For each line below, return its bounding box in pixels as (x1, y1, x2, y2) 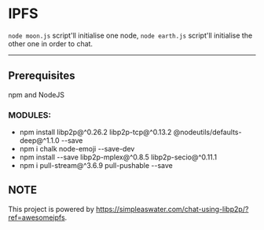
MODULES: (8, 109, 51, 120)
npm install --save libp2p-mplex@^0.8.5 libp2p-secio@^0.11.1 (19, 152, 218, 162)
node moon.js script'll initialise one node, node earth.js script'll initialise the (8, 31, 253, 40)
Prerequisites (8, 69, 75, 82)
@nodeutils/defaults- (173, 127, 242, 137)
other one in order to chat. (8, 38, 93, 48)
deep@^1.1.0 (19, 136, 60, 145)
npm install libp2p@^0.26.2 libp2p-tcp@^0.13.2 (19, 127, 172, 137)
